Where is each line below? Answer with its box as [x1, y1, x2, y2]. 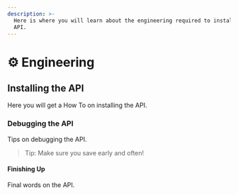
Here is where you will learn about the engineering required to [13, 17, 211, 24]
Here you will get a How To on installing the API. [7, 101, 147, 110]
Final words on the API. [7, 180, 75, 189]
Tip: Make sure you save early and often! [24, 148, 144, 157]
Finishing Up [7, 165, 45, 174]
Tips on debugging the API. [7, 135, 87, 143]
